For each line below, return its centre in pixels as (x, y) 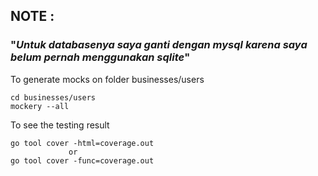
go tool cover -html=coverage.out (82, 143)
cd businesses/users (53, 97)
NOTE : (32, 16)
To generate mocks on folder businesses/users (107, 79)
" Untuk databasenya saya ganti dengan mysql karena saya (159, 45)
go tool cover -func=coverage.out (82, 160)
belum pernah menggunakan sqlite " (100, 57)
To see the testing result (60, 125)
